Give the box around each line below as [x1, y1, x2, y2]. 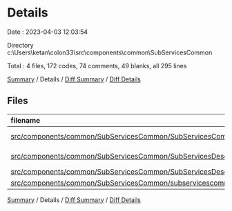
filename [10, 115, 41, 125]
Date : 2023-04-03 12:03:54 [7, 28, 88, 36]
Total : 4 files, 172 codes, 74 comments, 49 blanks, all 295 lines [7, 61, 187, 70]
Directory [7, 41, 34, 49]
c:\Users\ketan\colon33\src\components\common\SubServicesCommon [7, 48, 213, 57]
